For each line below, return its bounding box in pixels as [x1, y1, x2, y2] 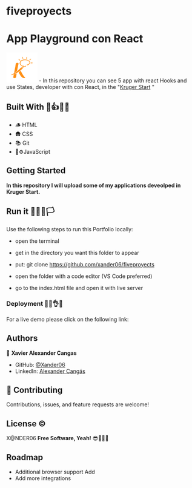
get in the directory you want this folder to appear [15, 249, 139, 256]
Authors [6, 333, 38, 343]
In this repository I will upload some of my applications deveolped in [6, 182, 181, 189]
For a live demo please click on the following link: [6, 315, 129, 323]
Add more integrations [15, 475, 71, 482]
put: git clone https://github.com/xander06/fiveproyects [15, 260, 154, 268]
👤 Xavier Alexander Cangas [6, 349, 77, 357]
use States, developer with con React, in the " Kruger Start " [6, 84, 154, 91]
